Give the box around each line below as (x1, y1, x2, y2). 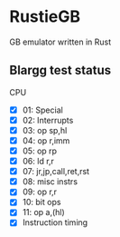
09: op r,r (22, 186, 57, 197)
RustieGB (9, 6, 81, 27)
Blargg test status (9, 63, 112, 78)
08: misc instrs (22, 176, 78, 187)
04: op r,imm (22, 134, 70, 146)
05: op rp (22, 145, 57, 156)
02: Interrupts (22, 114, 74, 125)
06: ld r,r (22, 156, 54, 167)
